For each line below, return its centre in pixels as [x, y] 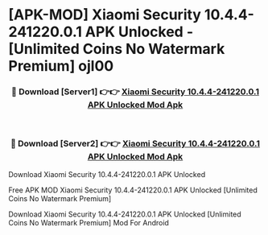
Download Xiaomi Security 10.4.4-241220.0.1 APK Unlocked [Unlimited [125, 214]
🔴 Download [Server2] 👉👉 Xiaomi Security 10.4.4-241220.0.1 [135, 144]
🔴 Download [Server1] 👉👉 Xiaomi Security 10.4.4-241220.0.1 [135, 92]
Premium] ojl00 [61, 66]
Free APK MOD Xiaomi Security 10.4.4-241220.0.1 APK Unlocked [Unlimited [133, 190]
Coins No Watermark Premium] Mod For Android [89, 222]
